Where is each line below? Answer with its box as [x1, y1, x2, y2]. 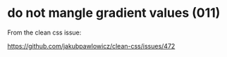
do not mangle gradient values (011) [7, 5, 221, 21]
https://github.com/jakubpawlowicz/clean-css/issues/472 [7, 42, 176, 50]
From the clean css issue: [7, 28, 82, 37]
